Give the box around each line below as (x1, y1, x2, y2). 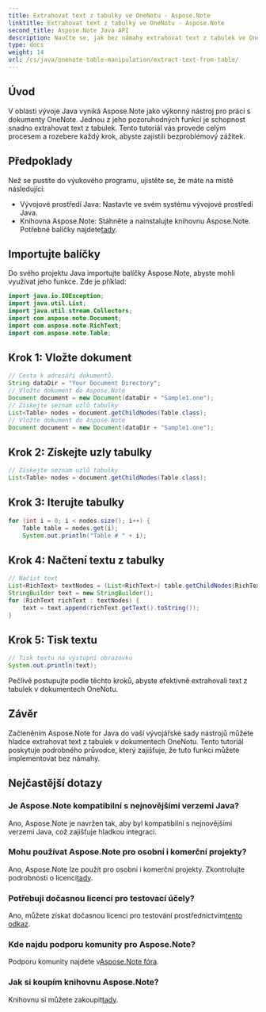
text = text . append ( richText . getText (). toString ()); (22, 604, 200, 612)
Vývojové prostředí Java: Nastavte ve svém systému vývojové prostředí (19, 199, 253, 208)
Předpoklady (8, 155, 73, 168)
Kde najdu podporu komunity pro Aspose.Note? (8, 939, 196, 950)
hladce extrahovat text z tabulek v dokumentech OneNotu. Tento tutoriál (8, 736, 244, 746)
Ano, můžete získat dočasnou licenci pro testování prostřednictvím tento (8, 911, 243, 920)
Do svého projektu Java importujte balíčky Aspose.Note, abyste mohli (8, 269, 236, 278)
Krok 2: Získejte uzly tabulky (8, 445, 153, 459)
